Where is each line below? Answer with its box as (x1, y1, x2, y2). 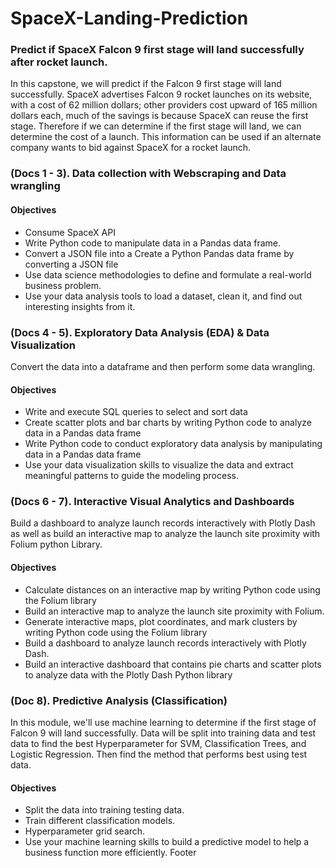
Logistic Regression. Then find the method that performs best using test (10, 748, 308, 760)
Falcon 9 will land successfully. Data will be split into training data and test (10, 727, 317, 739)
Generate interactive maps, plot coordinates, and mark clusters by (24, 615, 298, 627)
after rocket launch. (10, 55, 108, 69)
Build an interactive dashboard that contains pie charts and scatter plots (24, 658, 322, 670)
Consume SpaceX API (24, 226, 116, 238)
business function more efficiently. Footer (24, 847, 197, 859)
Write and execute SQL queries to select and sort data (24, 406, 248, 418)
